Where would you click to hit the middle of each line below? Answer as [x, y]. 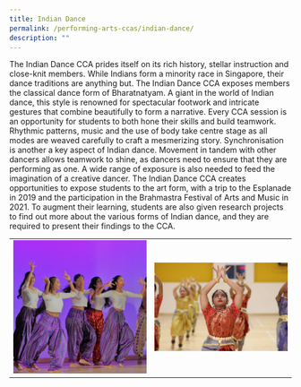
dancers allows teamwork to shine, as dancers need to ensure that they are [148, 159]
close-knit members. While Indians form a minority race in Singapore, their [147, 74]
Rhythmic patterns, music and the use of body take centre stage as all [138, 131]
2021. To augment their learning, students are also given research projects [146, 207]
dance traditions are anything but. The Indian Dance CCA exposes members [150, 83]
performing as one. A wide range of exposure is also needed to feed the [142, 169]
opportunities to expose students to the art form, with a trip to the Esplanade [150, 188]
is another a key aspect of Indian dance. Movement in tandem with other [143, 150]
